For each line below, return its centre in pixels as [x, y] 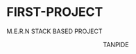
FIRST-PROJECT [55, 12]
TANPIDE [116, 44]
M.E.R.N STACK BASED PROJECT [54, 31]
